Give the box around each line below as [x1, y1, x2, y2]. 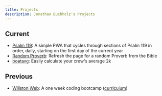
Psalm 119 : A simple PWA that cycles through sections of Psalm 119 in [12, 42, 152, 49]
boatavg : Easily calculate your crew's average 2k [12, 58, 111, 64]
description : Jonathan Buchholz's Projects [5, 12, 95, 17]
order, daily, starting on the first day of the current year [12, 48, 123, 54]
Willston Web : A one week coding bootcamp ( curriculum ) [12, 85, 128, 91]
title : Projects [5, 7, 38, 12]
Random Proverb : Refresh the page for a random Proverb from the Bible [12, 53, 158, 59]
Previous [5, 72, 33, 80]
